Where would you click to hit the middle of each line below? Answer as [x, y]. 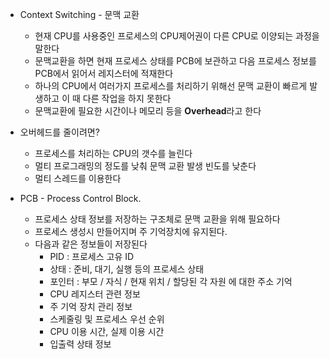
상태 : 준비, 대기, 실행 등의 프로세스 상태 [127, 269]
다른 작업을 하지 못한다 [127, 98]
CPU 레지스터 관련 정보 [95, 294]
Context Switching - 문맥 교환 [79, 14]
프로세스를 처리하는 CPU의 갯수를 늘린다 [113, 153]
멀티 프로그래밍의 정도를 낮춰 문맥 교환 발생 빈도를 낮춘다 [145, 166]
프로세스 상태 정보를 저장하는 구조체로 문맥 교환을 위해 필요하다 [157, 219]
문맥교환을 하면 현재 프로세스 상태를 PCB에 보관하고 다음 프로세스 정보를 [175, 61]
